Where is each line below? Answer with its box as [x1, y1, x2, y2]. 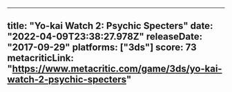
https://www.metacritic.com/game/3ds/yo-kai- [12, 63, 222, 75]
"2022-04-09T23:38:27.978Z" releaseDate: [7, 31, 202, 43]
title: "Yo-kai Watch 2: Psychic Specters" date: [7, 20, 213, 32]
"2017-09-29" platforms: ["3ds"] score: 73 [7, 42, 197, 54]
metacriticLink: [7, 52, 74, 64]
